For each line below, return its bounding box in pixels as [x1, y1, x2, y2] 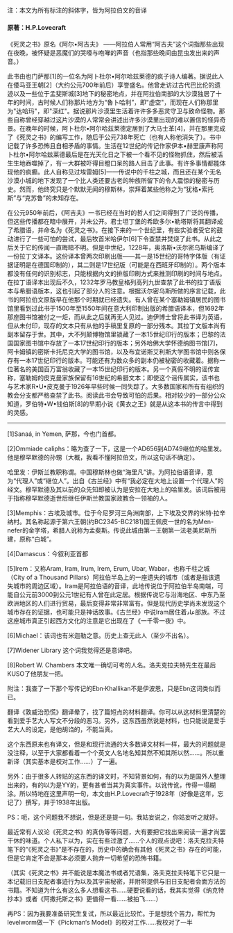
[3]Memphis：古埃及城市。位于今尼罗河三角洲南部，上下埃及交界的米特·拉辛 [7, 509, 226, 517]
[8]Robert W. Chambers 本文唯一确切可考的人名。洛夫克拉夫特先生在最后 [7, 661, 216, 670]
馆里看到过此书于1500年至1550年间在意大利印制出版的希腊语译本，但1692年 [7, 305, 225, 313]
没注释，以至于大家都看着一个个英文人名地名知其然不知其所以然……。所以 [7, 749, 218, 757]
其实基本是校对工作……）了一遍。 [25, 757, 121, 766]
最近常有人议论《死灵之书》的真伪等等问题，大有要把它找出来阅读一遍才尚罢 [7, 828, 226, 836]
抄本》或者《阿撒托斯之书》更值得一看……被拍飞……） [7, 895, 162, 903]
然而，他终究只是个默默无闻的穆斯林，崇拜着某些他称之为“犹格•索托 [19, 185, 214, 193]
